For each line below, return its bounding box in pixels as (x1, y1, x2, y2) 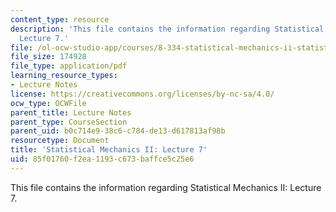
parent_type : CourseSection (10, 117, 128, 127)
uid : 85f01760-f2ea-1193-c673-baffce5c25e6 (10, 154, 195, 164)
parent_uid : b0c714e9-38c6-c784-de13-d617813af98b (10, 126, 226, 136)
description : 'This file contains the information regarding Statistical (10, 24, 325, 34)
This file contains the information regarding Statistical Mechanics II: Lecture (10, 181, 322, 193)
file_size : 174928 (10, 52, 87, 62)
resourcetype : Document (10, 136, 110, 146)
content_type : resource (10, 14, 110, 25)
